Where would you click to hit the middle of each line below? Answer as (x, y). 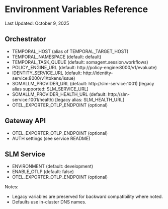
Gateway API (25, 121)
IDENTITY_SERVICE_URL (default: (47, 73)
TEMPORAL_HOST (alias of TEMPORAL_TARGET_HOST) (70, 51)
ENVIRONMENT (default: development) (53, 166)
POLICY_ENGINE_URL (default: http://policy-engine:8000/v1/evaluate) (84, 67)
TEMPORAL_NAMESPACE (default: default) (57, 57)
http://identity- (98, 73)
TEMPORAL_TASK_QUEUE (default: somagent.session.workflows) (80, 62)
